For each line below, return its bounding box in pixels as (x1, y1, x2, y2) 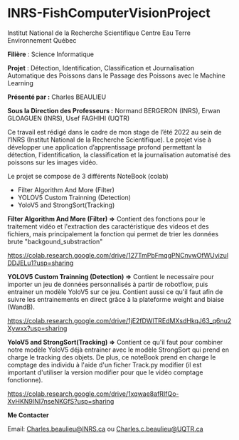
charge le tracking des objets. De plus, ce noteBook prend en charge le (7, 352, 216, 361)
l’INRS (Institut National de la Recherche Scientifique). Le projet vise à (7, 135, 212, 144)
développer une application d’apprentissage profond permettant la (7, 142, 202, 151)
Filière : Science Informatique (7, 50, 95, 58)
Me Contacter (7, 411, 49, 419)
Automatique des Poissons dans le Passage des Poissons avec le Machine (7, 71, 225, 80)
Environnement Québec (7, 36, 77, 44)
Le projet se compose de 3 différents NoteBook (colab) (7, 172, 169, 180)
